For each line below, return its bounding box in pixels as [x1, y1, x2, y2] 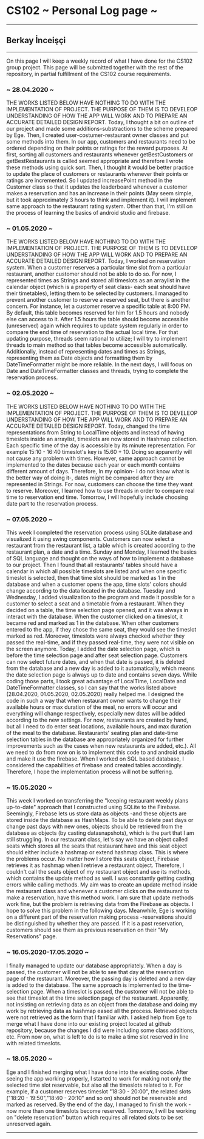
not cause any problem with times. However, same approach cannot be [6, 455, 185, 462]
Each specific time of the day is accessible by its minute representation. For [6, 442, 195, 449]
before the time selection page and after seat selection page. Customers [6, 652, 188, 659]
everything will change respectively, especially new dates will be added [6, 709, 185, 717]
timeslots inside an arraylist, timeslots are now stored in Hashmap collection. [6, 435, 198, 442]
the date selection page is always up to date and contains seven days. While [6, 671, 197, 678]
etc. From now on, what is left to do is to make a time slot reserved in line [6, 1033, 189, 1040]
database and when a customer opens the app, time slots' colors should [6, 580, 187, 588]
